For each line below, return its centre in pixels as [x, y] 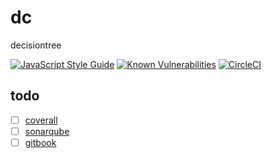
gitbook [40, 142]
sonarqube [47, 131]
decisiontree [36, 45]
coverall [41, 120]
